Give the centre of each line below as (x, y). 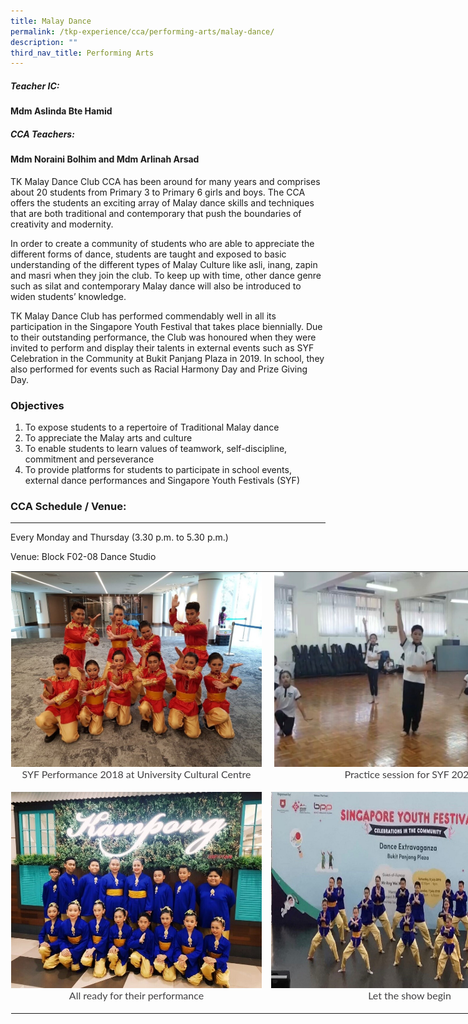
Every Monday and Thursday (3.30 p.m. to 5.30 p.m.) (119, 537)
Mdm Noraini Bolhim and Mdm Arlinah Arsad (105, 159)
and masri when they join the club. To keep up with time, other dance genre (166, 275)
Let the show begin (410, 995)
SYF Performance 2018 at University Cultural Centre (136, 774)
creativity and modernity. (62, 224)
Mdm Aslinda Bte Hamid (61, 111)
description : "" (44, 42)
